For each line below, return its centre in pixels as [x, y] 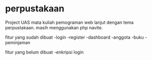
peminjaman [18, 42]
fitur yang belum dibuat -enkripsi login [44, 52]
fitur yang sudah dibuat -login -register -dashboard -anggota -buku [75, 37]
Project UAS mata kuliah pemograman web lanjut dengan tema [69, 22]
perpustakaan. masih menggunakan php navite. [54, 27]
